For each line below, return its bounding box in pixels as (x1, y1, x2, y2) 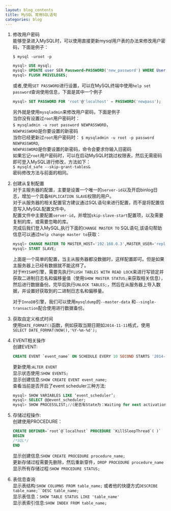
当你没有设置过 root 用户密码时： (12, 115, 80, 121)
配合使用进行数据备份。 (38, 305, 88, 311)
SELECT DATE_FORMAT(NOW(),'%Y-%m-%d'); (12, 327, 98, 333)
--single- (135, 299, 157, 305)
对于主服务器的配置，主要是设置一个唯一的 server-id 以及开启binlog (12, 187, 154, 193)
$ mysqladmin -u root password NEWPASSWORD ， (12, 122, 111, 128)
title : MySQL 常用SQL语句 (5, 12, 58, 17)
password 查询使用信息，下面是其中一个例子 (12, 89, 103, 95)
